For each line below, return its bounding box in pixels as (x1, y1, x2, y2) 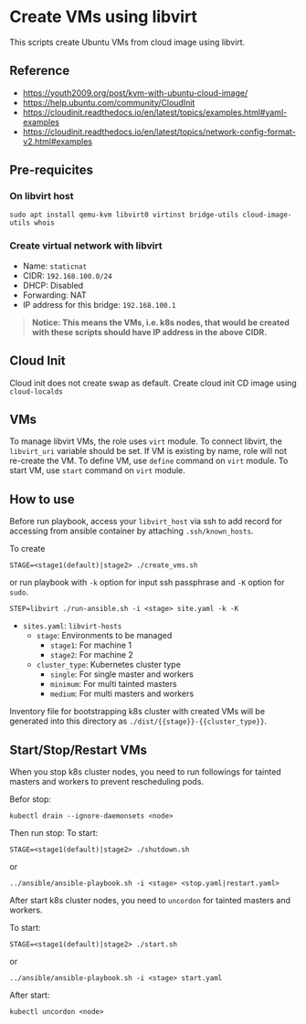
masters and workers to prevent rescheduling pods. (9, 776, 204, 786)
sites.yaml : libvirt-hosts (22, 620, 122, 631)
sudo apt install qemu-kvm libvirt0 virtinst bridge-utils (9, 210, 239, 220)
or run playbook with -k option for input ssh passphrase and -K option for (9, 577, 285, 588)
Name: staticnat (22, 260, 88, 271)
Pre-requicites (9, 163, 94, 178)
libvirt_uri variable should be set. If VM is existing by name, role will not (9, 446, 288, 457)
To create (9, 544, 46, 554)
